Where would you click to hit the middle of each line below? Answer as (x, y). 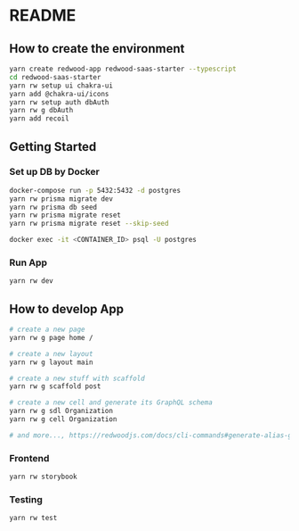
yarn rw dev (31, 281)
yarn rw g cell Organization (63, 419)
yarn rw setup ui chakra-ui (61, 86)
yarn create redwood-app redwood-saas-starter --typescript (123, 69)
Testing (26, 499)
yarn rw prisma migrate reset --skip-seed (89, 224)
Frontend (29, 458)
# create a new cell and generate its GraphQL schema (111, 402)
